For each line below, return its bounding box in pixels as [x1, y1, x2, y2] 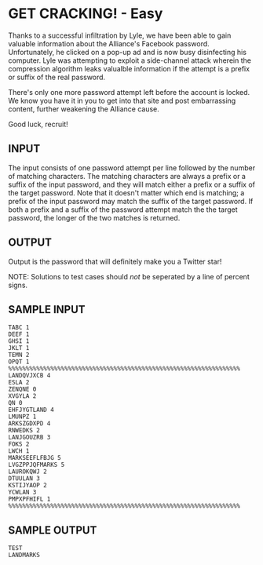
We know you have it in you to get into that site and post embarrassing [8, 96, 236, 105]
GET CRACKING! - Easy [8, 5, 163, 23]
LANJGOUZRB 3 [8, 433, 51, 442]
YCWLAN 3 [8, 488, 37, 497]
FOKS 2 [8, 440, 30, 448]
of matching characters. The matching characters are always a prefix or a [8, 171, 246, 180]
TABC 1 [8, 323, 30, 332]
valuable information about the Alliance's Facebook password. [8, 38, 210, 48]
